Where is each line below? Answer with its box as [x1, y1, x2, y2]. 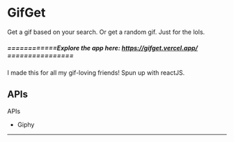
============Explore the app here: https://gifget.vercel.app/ [7, 44, 198, 52]
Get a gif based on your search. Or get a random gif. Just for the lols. [7, 28, 205, 36]
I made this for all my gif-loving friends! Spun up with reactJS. [7, 68, 185, 77]
